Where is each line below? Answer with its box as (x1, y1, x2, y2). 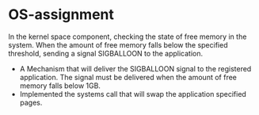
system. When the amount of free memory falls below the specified (8, 40, 228, 49)
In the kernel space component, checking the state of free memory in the (8, 32, 247, 41)
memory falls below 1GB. (19, 81, 101, 90)
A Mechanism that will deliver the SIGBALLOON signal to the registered (19, 63, 252, 73)
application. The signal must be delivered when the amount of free (19, 72, 238, 82)
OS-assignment (8, 6, 115, 24)
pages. (19, 98, 43, 107)
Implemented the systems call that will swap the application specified (19, 89, 247, 98)
